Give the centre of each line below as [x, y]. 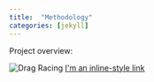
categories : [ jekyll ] [49, 26]
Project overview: [41, 50]
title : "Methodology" [51, 17]
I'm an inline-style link [105, 68]
